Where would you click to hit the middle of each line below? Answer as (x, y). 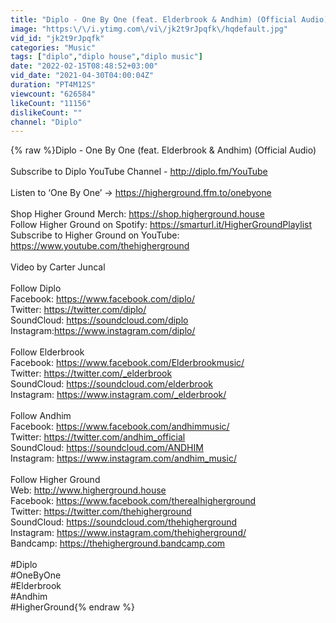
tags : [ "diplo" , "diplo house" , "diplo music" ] (106, 57)
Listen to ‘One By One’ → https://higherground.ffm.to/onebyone (141, 193)
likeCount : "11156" (51, 103)
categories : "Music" (53, 47)
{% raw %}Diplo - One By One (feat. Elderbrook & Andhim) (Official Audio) (163, 150)
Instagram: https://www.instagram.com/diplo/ (103, 331)
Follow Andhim (41, 416)
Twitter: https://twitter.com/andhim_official (98, 437)
